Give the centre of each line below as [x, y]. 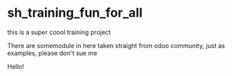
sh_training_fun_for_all [75, 13]
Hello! [16, 66]
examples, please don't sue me [52, 53]
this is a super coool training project [59, 32]
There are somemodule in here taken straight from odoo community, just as [116, 45]
